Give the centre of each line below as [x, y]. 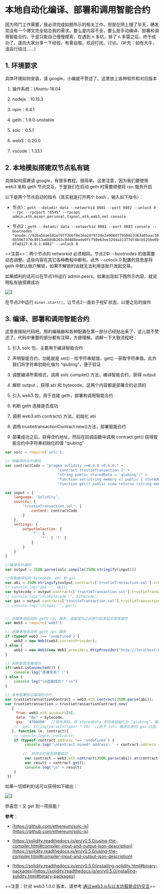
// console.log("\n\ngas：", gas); [41, 605]
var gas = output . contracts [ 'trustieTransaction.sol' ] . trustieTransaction [83, 601]
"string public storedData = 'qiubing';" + [102, 475]
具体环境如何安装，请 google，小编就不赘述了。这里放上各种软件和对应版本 [81, 78]
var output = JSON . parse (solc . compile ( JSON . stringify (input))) [71, 569]
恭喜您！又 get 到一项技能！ [33, 806]
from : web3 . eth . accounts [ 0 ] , [46, 713]
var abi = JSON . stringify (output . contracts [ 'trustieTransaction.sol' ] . [79, 583]
